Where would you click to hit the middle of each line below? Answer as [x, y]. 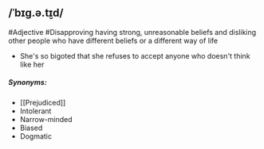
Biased [31, 128]
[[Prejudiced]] [43, 102]
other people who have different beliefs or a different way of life [113, 40]
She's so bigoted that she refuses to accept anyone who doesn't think [135, 55]
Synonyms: [28, 82]
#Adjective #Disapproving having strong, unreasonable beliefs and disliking [132, 32]
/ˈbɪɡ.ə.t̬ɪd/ [36, 13]
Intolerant [35, 111]
